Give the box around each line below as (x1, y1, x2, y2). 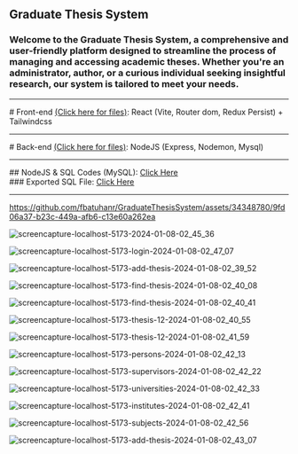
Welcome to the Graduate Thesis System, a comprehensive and (9, 34, 289, 46)
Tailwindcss (9, 115, 53, 127)
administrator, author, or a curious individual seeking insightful (9, 67, 286, 79)
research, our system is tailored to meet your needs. (9, 78, 239, 90)
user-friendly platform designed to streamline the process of (9, 44, 277, 57)
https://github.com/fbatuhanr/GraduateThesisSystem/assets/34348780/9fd (9, 201, 286, 212)
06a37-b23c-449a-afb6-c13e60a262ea (9, 211, 156, 222)
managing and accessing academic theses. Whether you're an (9, 56, 285, 68)
